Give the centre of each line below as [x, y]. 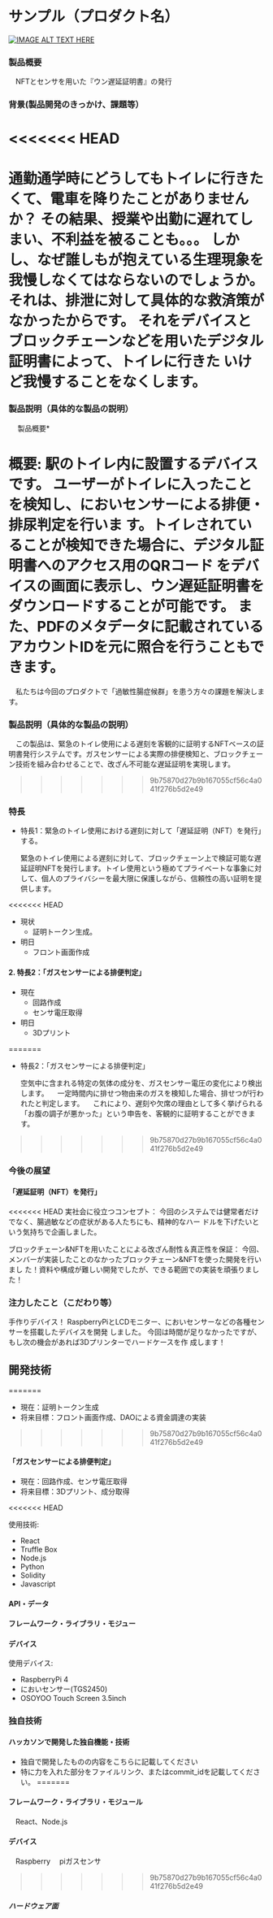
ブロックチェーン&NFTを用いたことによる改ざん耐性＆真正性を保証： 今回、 [136, 1249]
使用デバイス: [31, 1664]
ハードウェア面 [33, 1906]
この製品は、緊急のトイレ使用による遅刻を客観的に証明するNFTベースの [136, 744]
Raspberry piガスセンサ [58, 1861]
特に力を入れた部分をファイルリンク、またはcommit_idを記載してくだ [136, 1772]
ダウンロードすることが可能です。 [122, 607]
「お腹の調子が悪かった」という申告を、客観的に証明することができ [134, 1113]
